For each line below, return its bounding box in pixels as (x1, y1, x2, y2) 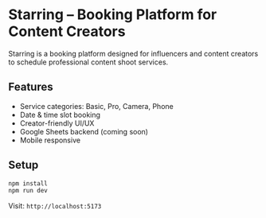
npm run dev (8, 187, 48, 195)
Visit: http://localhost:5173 (8, 201, 102, 211)
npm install (8, 179, 48, 188)
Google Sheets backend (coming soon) (19, 127, 149, 136)
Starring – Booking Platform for (8, 6, 217, 24)
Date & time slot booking (19, 110, 101, 119)
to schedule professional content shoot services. (8, 57, 169, 67)
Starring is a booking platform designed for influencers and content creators (8, 49, 259, 58)
